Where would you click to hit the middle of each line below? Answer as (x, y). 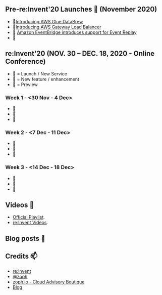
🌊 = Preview (25, 85)
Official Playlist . (29, 217)
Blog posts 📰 (25, 238)
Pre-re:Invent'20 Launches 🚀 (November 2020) (81, 9)
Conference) (26, 61)
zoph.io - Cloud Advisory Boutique (48, 282)
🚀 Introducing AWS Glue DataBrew (48, 21)
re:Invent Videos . (30, 223)
